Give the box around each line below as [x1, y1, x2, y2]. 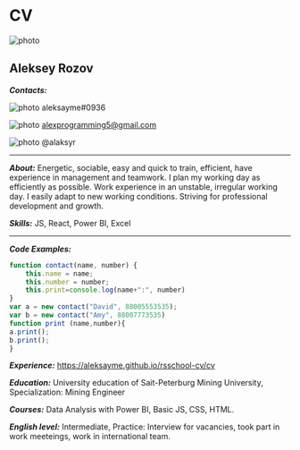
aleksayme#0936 [41, 102, 106, 113]
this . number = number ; [25, 277, 110, 286]
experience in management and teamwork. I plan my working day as [9, 172, 261, 183]
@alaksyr [41, 136, 76, 148]
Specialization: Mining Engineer [9, 386, 125, 398]
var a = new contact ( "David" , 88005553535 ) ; [9, 302, 178, 311]
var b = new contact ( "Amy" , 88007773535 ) [9, 310, 166, 319]
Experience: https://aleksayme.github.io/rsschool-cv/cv [9, 360, 216, 371]
